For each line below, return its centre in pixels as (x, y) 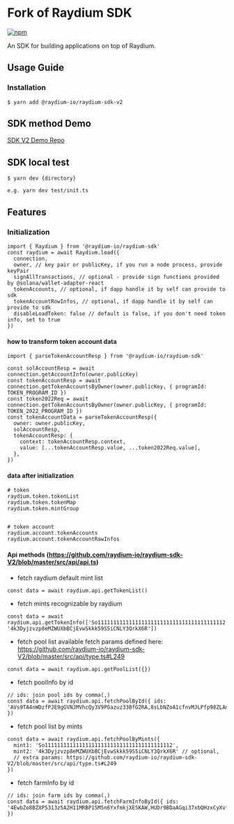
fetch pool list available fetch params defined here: (90, 642)
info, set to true (34, 319)
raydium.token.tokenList (43, 497)
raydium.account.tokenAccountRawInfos (63, 540)
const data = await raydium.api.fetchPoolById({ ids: (87, 701)
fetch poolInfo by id (45, 682)
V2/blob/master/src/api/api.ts (52, 562)
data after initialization (41, 475)
